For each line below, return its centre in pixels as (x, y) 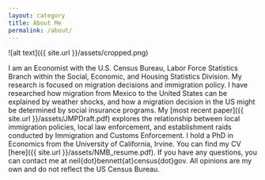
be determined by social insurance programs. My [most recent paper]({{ (126, 110)
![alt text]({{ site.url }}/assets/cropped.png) (78, 53)
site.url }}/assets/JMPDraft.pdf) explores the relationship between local (124, 119)
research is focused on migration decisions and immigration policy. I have (128, 85)
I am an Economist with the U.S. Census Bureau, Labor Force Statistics (123, 68)
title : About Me (35, 23)
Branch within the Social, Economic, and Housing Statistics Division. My (125, 77)
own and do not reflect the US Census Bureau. (84, 169)
